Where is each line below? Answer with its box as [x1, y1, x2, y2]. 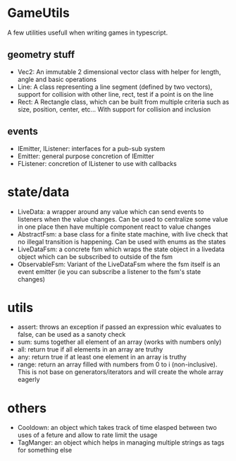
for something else [17, 446, 73, 455]
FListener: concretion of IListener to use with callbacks [17, 159, 178, 167]
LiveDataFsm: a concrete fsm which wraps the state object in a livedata [17, 245, 225, 253]
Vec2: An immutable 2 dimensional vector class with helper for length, [17, 67, 221, 76]
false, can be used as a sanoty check [17, 330, 126, 339]
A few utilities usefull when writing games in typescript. [7, 28, 168, 37]
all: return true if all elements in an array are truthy [17, 345, 163, 354]
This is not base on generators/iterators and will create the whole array [17, 368, 224, 376]
